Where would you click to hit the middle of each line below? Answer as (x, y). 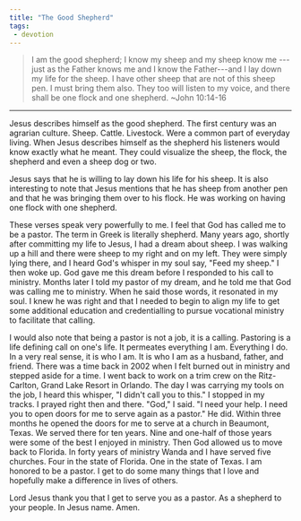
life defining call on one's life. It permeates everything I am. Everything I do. (149, 347)
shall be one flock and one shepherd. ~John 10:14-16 (129, 98)
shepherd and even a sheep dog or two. (83, 161)
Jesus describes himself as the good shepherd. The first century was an (143, 124)
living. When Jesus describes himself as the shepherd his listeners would (145, 143)
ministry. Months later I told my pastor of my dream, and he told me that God (150, 282)
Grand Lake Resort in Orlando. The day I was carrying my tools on (163, 386)
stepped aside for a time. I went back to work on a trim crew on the (133, 376)
